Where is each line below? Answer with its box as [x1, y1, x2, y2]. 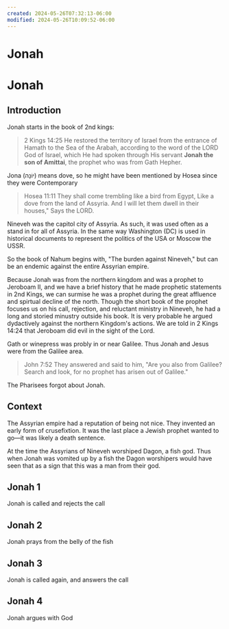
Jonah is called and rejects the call [7, 499, 105, 508]
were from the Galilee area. [7, 347, 84, 355]
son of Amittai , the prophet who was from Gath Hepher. [23, 158, 182, 166]
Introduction [7, 104, 62, 117]
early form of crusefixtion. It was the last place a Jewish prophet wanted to [7, 426, 219, 434]
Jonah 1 [7, 481, 41, 492]
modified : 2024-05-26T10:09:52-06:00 [7, 16, 115, 23]
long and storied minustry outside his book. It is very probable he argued [7, 311, 213, 320]
